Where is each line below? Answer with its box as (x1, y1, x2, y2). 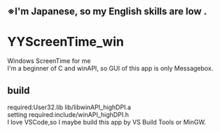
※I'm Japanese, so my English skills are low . (7, 6, 207, 17)
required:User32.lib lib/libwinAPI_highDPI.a (7, 103, 132, 111)
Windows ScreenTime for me (7, 57, 91, 65)
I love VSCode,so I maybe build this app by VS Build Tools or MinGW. (7, 118, 207, 127)
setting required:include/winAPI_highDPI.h (7, 111, 130, 119)
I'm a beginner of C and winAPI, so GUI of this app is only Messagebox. (7, 64, 214, 73)
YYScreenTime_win (7, 34, 124, 50)
